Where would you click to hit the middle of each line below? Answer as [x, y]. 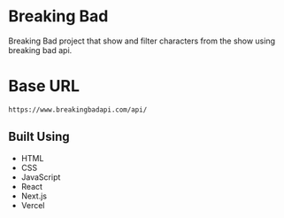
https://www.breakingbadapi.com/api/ [78, 109]
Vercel [33, 205]
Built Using [39, 137]
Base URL [44, 86]
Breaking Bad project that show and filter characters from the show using [142, 41]
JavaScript [41, 177]
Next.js [34, 196]
